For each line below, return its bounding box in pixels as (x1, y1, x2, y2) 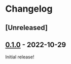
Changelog (5, 3, 53, 15)
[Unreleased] (5, 23, 48, 32)
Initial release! (5, 54, 34, 60)
